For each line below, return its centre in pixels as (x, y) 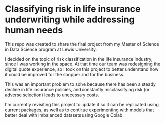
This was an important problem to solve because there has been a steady (80, 84)
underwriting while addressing (70, 20)
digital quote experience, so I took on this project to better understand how (82, 69)
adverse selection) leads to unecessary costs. (52, 95)
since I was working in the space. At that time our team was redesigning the (83, 64)
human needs (34, 30)
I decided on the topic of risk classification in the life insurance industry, (79, 59)
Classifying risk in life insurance (73, 9)
